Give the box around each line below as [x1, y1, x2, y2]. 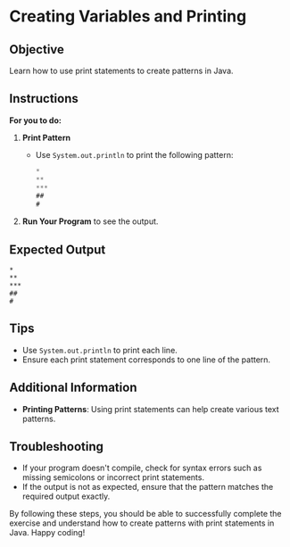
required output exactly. [21, 491, 111, 501]
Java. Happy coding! [9, 527, 86, 538]
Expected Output [9, 242, 106, 257]
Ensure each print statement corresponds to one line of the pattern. [21, 354, 270, 365]
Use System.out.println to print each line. [21, 344, 178, 355]
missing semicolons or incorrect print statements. [21, 472, 205, 483]
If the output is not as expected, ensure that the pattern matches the [21, 482, 274, 493]
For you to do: [9, 114, 62, 126]
